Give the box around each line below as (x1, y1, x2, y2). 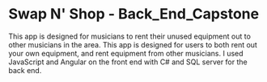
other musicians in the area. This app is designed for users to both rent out (8, 39, 257, 49)
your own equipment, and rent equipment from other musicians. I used (8, 48, 244, 58)
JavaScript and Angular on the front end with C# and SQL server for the (8, 57, 248, 67)
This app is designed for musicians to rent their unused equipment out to (8, 31, 251, 41)
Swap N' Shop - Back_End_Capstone (8, 5, 260, 23)
